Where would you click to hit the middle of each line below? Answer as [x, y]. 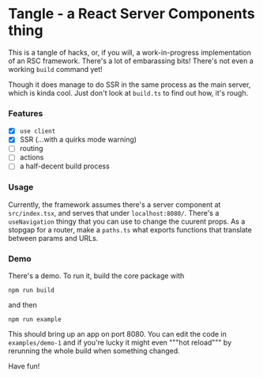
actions [32, 157]
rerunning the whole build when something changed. [94, 351]
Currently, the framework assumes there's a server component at [115, 204]
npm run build [32, 290]
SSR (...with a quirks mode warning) [78, 140]
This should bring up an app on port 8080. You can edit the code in [117, 334]
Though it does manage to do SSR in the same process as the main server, [130, 85]
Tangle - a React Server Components [131, 14]
